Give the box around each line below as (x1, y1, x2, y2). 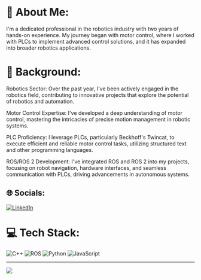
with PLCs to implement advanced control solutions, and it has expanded (6, 38, 186, 45)
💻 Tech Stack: (6, 226, 80, 239)
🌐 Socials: (6, 188, 45, 198)
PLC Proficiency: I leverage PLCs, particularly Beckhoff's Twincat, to (6, 133, 175, 141)
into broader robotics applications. (6, 44, 91, 51)
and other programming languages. (6, 146, 94, 153)
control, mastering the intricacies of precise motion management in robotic (6, 115, 191, 123)
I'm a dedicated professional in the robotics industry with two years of (6, 25, 179, 32)
